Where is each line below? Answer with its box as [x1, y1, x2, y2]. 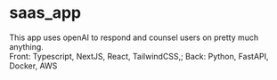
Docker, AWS [9, 60, 58, 71]
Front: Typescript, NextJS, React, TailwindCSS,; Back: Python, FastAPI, [9, 51, 269, 61]
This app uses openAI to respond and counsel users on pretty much [9, 32, 259, 43]
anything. [9, 41, 45, 52]
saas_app [9, 3, 82, 23]
